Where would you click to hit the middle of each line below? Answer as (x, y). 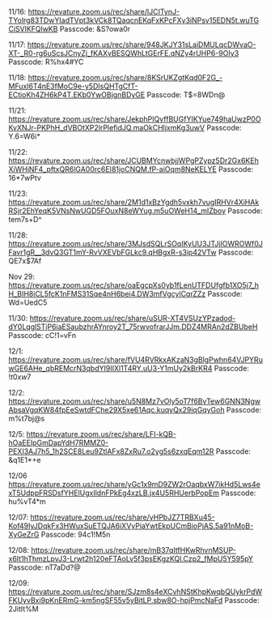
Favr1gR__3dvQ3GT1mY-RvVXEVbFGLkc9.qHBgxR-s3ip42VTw (112, 252)
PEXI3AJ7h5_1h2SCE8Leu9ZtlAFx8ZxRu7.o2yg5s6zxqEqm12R (111, 451)
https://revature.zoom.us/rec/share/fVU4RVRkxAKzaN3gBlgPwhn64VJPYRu (135, 359)
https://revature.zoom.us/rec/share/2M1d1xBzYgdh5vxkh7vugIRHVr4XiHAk (134, 202)
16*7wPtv (25, 178)
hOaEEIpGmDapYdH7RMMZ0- (59, 443)
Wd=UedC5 (28, 302)
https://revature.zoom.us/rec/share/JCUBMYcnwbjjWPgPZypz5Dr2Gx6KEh (133, 160)
